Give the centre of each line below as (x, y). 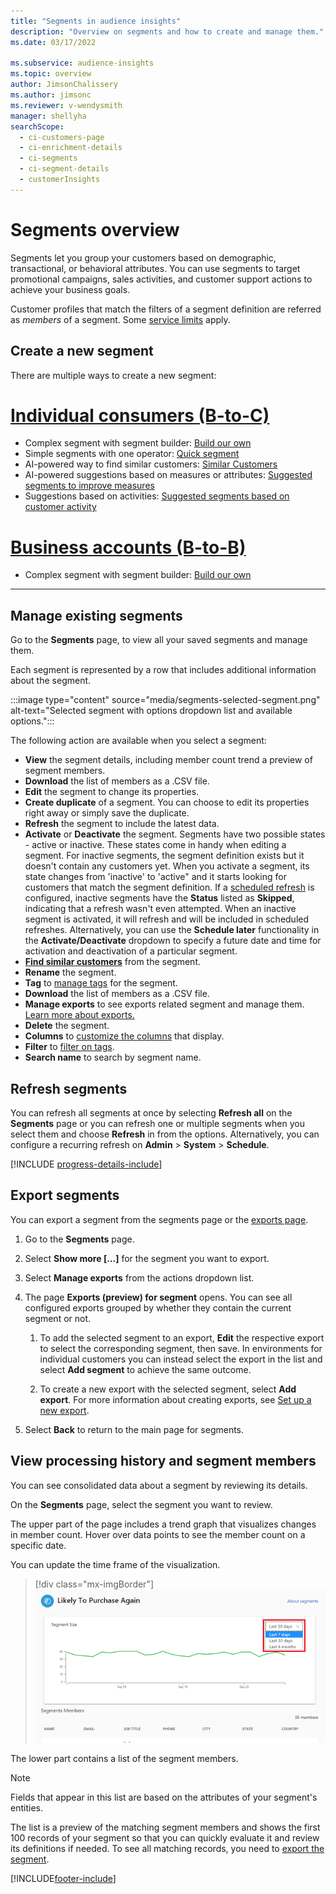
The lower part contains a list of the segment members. (124, 1759)
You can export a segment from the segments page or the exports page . (159, 1219)
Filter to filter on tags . (69, 1047)
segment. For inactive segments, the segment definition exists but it (164, 856)
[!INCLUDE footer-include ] (63, 1879)
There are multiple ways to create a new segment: (113, 375)
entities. (26, 1808)
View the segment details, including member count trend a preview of (168, 760)
